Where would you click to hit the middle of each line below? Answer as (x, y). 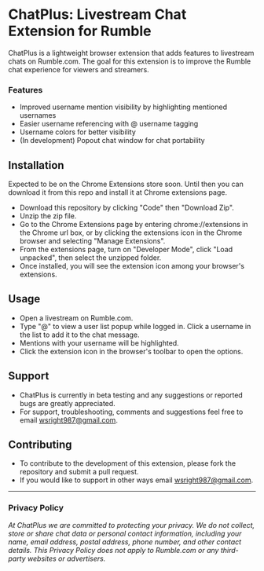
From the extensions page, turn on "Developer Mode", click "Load (126, 250)
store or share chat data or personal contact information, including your (125, 533)
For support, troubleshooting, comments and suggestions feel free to (131, 412)
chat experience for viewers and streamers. (79, 69)
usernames (38, 115)
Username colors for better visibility (77, 132)
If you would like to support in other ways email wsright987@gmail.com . (136, 480)
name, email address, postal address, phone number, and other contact (125, 542)
